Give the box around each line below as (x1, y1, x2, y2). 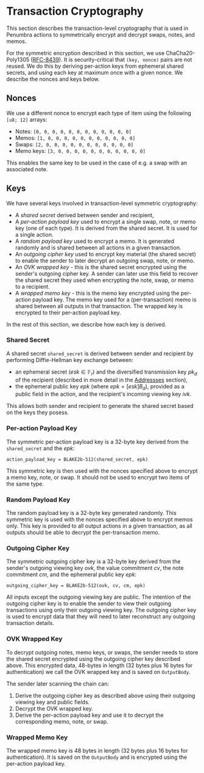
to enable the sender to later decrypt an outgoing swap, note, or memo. (15, 257, 195, 264)
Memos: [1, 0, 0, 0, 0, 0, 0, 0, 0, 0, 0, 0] (15, 134, 136, 141)
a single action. (15, 231, 54, 238)
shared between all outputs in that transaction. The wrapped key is (15, 302, 183, 309)
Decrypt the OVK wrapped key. (15, 705, 93, 712)
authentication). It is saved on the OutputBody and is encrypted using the (6, 753, 188, 761)
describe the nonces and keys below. (6, 75, 100, 83)
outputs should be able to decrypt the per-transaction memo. (6, 529, 160, 536)
